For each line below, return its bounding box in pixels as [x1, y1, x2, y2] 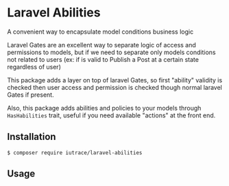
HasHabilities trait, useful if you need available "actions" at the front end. [7, 111, 216, 119]
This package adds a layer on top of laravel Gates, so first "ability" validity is [7, 75, 223, 84]
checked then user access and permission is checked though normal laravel [7, 83, 223, 91]
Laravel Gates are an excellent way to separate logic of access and [7, 40, 197, 49]
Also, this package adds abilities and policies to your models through [7, 104, 202, 112]
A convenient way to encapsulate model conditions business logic [7, 27, 194, 36]
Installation [7, 131, 56, 143]
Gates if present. [7, 91, 54, 99]
